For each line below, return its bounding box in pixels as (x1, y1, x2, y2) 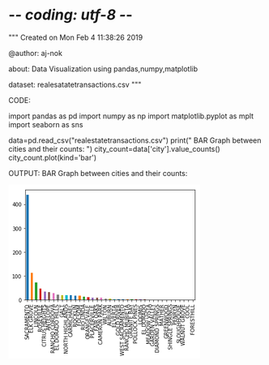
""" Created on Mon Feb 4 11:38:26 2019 (8, 32, 143, 42)
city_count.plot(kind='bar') (8, 152, 97, 162)
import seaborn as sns (8, 119, 83, 129)
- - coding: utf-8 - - (8, 6, 133, 24)
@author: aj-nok (8, 48, 63, 58)
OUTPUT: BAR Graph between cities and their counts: (8, 168, 188, 178)
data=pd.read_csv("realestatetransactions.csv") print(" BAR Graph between (8, 135, 262, 145)
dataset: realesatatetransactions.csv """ (8, 79, 142, 89)
